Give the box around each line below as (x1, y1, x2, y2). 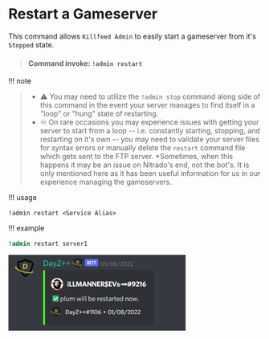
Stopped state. (8, 39, 55, 49)
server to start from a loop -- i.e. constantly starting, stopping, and (39, 126, 261, 136)
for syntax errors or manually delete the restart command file (39, 143, 246, 153)
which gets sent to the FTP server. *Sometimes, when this (39, 152, 234, 161)
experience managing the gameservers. (39, 178, 173, 187)
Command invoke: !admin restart (27, 58, 143, 68)
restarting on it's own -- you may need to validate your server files (39, 134, 259, 145)
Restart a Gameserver (8, 5, 158, 23)
